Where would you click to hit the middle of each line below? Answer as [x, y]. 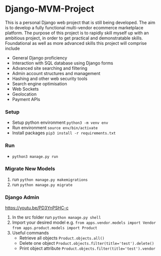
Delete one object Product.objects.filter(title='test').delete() [87, 243]
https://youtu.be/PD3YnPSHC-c [37, 208]
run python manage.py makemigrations [50, 179]
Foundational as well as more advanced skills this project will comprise [76, 43]
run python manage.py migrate [42, 184]
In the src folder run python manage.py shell [56, 217]
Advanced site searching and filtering [50, 68]
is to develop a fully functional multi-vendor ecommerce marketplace [74, 27]
